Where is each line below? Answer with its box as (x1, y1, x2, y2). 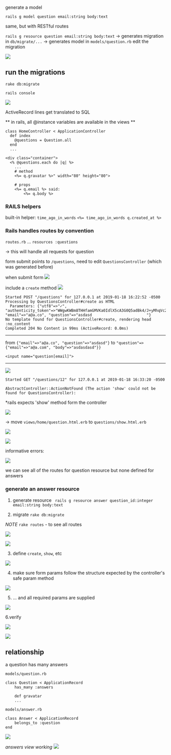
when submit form (5, 275, 44, 281)
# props (14, 182, 31, 187)
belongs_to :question (14, 720, 60, 725)
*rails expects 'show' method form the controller (5, 399, 107, 406)
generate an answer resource (5, 486, 80, 493)
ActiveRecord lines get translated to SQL (5, 109, 91, 115)
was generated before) (5, 264, 53, 270)
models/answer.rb (5, 707, 42, 712)
